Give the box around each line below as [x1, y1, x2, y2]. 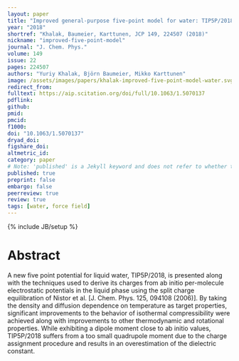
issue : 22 [7, 57, 37, 64]
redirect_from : [7, 83, 53, 91]
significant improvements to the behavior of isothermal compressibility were [7, 308, 230, 317]
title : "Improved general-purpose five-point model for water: [7, 17, 199, 24]
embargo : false [7, 183, 53, 190]
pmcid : [7, 116, 27, 123]
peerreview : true [7, 190, 59, 197]
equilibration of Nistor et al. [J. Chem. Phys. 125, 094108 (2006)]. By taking [7, 293, 228, 302]
